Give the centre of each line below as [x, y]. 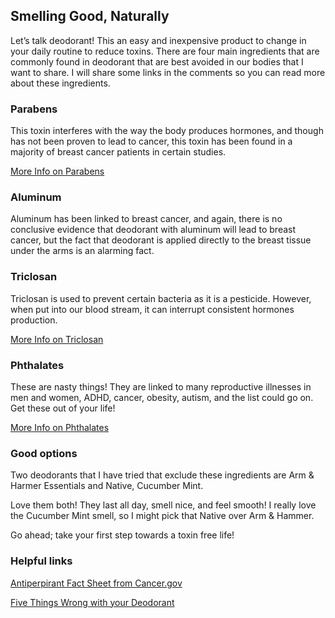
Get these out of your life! [63, 408]
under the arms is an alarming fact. [82, 251]
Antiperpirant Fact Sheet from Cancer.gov [96, 583]
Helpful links [41, 561]
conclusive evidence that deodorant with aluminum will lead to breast [153, 230]
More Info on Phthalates [60, 427]
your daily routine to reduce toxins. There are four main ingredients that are [165, 51]
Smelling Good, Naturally [90, 16]
